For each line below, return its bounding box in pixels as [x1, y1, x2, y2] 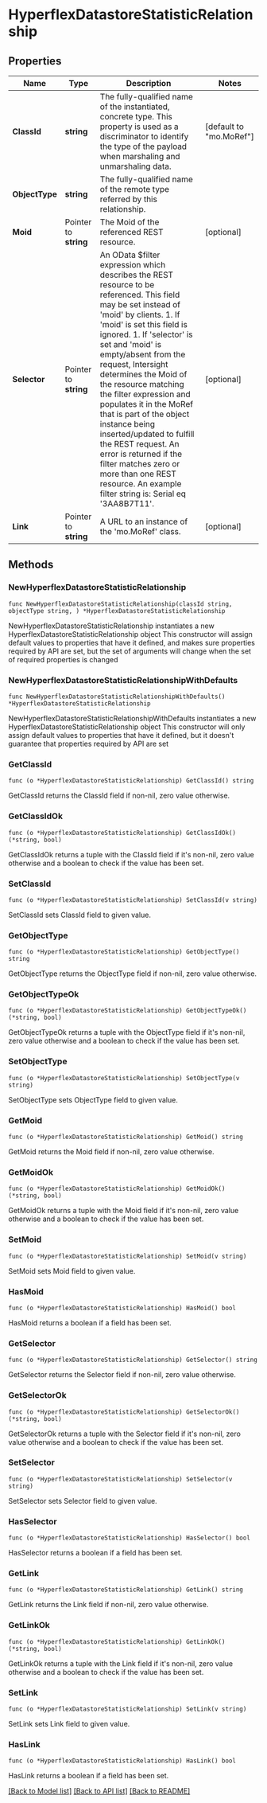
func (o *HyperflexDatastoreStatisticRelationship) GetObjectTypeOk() [8, 1007, 247, 1015]
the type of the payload [99, 141, 188, 152]
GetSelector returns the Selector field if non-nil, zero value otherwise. [8, 1370, 237, 1380]
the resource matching [99, 379, 184, 389]
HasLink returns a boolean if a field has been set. [8, 1771, 169, 1781]
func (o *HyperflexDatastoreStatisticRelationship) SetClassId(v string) [8, 896, 258, 904]
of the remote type [99, 184, 169, 194]
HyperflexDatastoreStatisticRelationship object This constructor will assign [8, 629, 253, 638]
